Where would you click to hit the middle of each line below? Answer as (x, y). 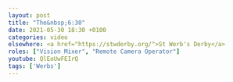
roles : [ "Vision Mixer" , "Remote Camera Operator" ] (94, 52)
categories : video (38, 37)
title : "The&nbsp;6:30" (47, 23)
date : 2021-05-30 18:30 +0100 (57, 30)
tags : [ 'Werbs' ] (34, 66)
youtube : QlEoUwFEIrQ (43, 59)
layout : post (29, 15)
